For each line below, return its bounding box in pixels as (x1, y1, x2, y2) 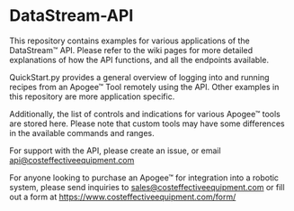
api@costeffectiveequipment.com (9, 154, 135, 165)
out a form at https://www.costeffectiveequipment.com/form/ (9, 191, 236, 202)
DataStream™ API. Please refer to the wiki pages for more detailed (9, 44, 254, 55)
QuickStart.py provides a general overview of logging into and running (9, 71, 270, 82)
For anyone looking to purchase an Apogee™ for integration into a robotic (9, 172, 280, 183)
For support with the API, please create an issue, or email (9, 145, 222, 156)
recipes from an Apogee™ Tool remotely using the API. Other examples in (9, 81, 280, 92)
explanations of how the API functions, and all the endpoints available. (9, 54, 270, 65)
